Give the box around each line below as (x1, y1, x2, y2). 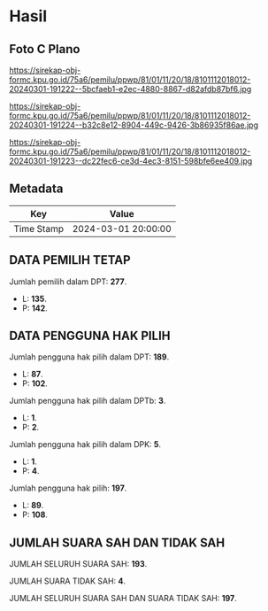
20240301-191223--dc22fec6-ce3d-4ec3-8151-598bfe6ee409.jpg (9, 156, 253, 166)
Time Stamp (13, 222, 65, 235)
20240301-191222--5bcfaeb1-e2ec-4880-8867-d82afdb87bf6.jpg (9, 84, 252, 94)
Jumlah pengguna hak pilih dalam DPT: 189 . (9, 352, 170, 362)
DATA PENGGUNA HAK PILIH (9, 329, 171, 344)
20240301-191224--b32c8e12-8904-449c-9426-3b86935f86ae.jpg (9, 120, 259, 130)
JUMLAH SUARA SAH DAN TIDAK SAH (9, 535, 226, 550)
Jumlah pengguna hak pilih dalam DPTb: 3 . (9, 396, 166, 406)
